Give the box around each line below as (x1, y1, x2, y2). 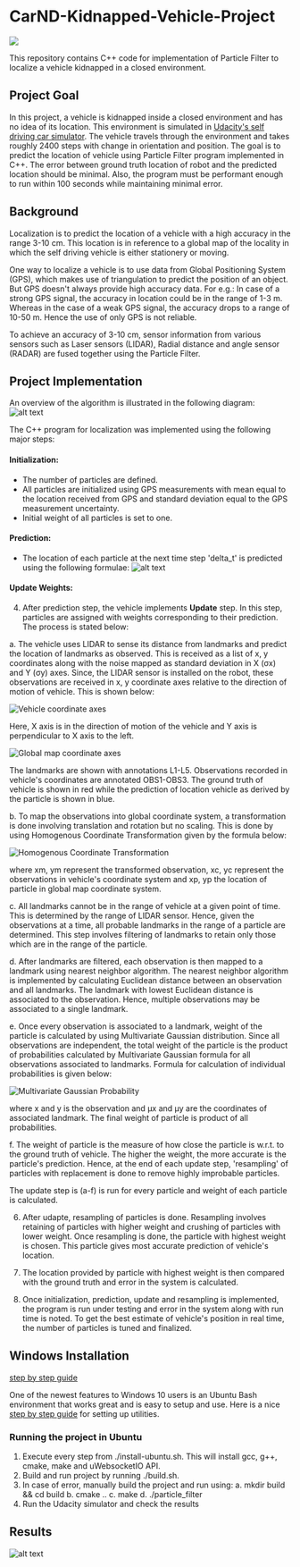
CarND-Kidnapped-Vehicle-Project (9, 6, 275, 27)
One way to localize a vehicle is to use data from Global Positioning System (9, 264, 286, 274)
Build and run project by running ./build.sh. (21, 1470, 180, 1481)
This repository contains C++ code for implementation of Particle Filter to (9, 52, 279, 63)
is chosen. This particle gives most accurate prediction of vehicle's (21, 1240, 270, 1251)
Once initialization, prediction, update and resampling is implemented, (21, 1293, 279, 1304)
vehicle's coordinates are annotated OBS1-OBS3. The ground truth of (9, 774, 263, 785)
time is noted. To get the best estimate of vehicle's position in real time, (21, 1312, 285, 1324)
